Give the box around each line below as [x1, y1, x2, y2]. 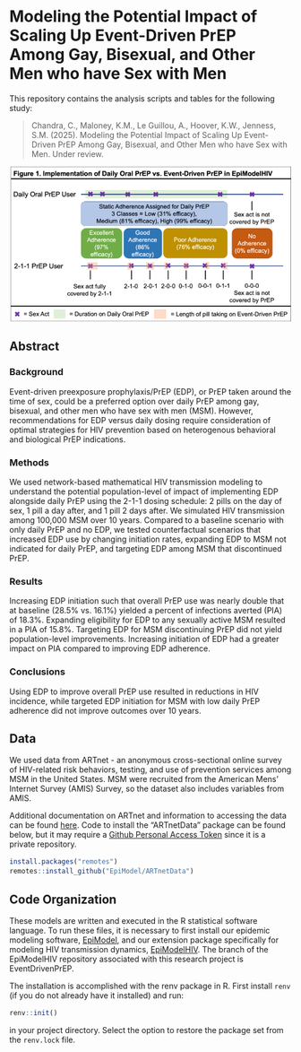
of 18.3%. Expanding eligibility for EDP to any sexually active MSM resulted [9, 614, 286, 625]
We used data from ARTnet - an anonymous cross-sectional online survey [9, 755, 282, 766]
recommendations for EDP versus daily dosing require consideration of [9, 414, 271, 425]
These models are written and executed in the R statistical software [9, 915, 258, 926]
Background [9, 366, 64, 378]
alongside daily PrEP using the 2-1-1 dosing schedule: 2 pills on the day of [9, 496, 282, 506]
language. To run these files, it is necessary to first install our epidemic [9, 925, 271, 935]
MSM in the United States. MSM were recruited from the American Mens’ [9, 774, 279, 785]
